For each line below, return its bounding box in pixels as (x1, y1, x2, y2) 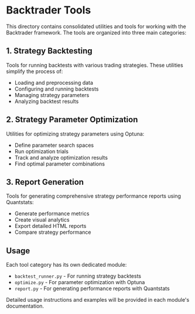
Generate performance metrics (14, 210, 90, 217)
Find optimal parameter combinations (14, 160, 105, 167)
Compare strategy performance (14, 229, 91, 236)
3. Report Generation (6, 177, 84, 187)
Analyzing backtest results (14, 98, 79, 105)
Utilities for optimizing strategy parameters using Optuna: (6, 130, 145, 137)
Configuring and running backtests (14, 85, 99, 92)
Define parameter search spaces (14, 142, 94, 149)
